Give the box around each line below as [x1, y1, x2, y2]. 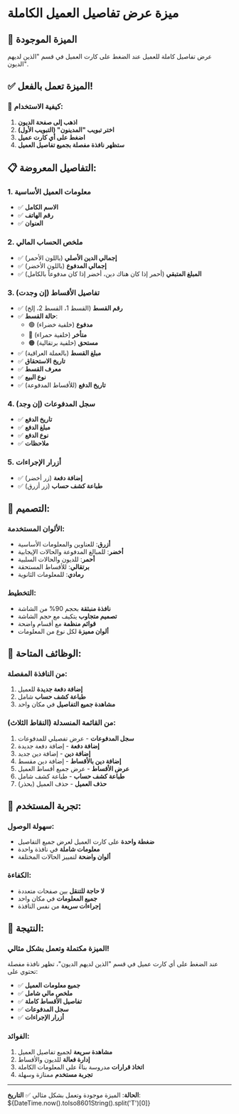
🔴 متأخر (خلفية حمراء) [28, 330, 87, 339]
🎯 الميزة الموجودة [7, 33, 78, 46]
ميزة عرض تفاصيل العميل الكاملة [7, 5, 179, 21]
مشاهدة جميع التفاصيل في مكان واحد [17, 700, 116, 709]
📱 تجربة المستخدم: [7, 800, 82, 812]
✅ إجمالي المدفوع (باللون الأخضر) [17, 261, 107, 270]
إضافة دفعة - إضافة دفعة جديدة [17, 741, 100, 750]
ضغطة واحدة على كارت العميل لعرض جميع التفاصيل [17, 837, 155, 846]
